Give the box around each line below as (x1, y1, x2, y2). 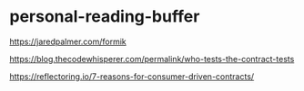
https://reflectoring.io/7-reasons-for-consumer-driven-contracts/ (9, 70, 255, 82)
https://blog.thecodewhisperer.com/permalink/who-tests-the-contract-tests (9, 53, 295, 64)
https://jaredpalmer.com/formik (9, 36, 127, 47)
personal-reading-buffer (9, 6, 200, 27)
